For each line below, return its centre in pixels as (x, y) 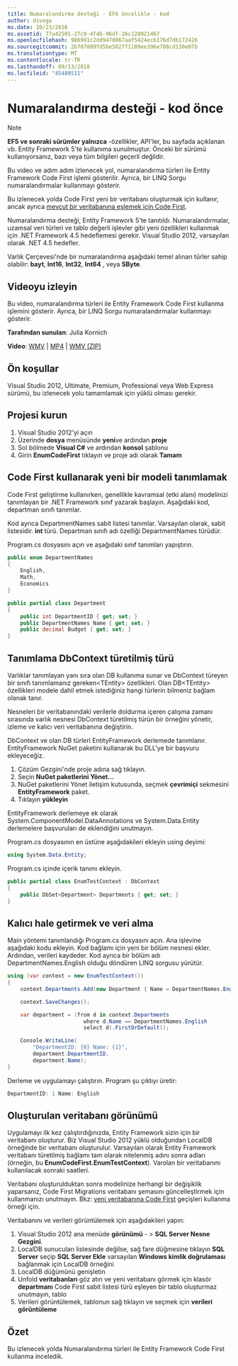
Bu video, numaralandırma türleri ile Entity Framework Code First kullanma (116, 304)
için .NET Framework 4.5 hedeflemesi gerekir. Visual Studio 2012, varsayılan (118, 235)
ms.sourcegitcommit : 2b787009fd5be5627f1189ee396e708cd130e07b (103, 47)
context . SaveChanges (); (55, 1002)
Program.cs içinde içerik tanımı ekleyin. (64, 868)
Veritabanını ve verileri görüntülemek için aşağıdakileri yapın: (96, 1221)
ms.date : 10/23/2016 (38, 27)
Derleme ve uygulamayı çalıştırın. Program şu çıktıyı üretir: (92, 1080)
